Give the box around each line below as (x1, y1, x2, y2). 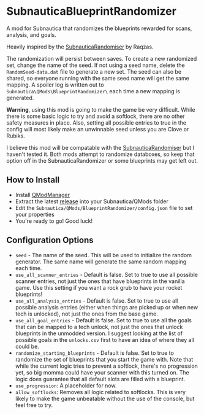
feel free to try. (15, 401, 53, 409)
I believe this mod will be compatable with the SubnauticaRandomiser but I (6, 144, 194, 151)
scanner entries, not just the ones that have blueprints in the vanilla (15, 277, 185, 285)
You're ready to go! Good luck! (15, 217, 93, 225)
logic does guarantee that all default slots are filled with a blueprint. (15, 375, 186, 382)
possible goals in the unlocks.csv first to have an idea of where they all (15, 336, 194, 343)
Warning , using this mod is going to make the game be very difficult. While (6, 106, 195, 113)
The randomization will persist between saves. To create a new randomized (6, 55, 197, 62)
